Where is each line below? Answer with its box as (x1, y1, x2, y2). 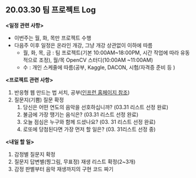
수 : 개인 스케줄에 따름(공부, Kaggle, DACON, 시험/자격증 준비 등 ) (22, 64, 175, 71)
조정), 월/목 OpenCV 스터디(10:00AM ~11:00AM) (38, 56, 153, 63)
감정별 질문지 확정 (14, 150, 55, 157)
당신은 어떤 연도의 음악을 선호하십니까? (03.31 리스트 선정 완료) (22, 103, 169, 110)
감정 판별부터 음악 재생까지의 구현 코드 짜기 (14, 165, 114, 172)
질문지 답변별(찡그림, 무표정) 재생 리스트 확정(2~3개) (14, 158, 136, 165)
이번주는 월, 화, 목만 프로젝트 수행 (14, 34, 92, 41)
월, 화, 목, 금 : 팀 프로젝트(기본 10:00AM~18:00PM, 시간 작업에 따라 (22, 49, 179, 56)
